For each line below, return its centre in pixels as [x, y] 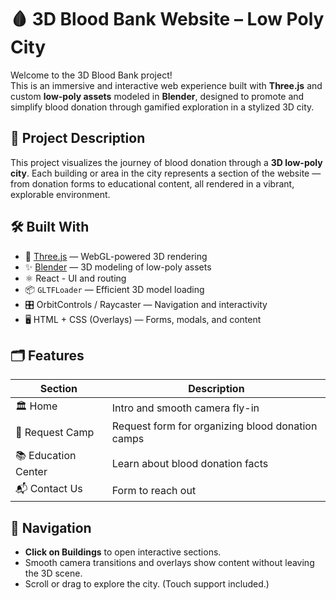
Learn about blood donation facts [190, 463]
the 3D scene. [53, 573]
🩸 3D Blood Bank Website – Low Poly [167, 19]
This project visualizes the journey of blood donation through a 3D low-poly [166, 162]
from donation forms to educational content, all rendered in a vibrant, [152, 183]
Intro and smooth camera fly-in [185, 408]
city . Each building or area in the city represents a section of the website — [166, 173]
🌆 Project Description [78, 138]
